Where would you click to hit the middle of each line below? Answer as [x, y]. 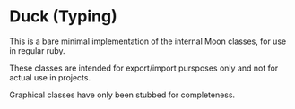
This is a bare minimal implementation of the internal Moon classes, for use [148, 41]
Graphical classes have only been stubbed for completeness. [122, 95]
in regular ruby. [37, 50]
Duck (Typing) [64, 17]
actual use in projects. [50, 77]
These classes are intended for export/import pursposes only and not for [144, 68]
